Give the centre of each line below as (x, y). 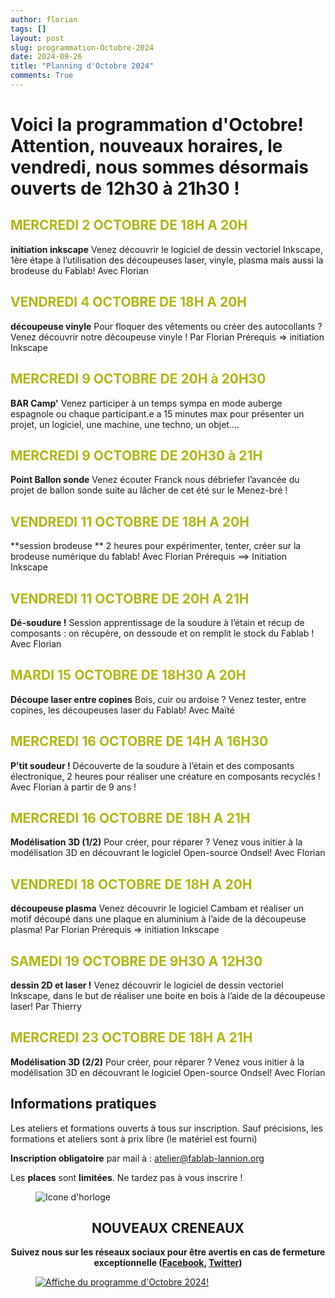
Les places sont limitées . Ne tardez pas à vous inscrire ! (126, 1177)
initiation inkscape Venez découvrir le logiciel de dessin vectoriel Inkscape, (166, 249)
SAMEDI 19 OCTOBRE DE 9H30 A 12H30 (136, 961)
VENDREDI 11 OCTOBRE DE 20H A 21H (130, 598)
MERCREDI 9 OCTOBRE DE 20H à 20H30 (138, 379)
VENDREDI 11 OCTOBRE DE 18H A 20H (130, 521)
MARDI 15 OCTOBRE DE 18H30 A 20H (128, 675)
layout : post (37, 38)
